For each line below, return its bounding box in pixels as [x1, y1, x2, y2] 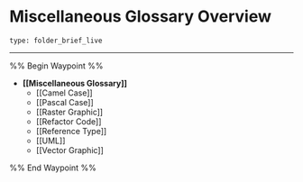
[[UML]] [35, 135, 66, 146]
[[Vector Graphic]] [35, 144, 104, 155]
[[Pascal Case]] [35, 96, 95, 107]
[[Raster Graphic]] [35, 106, 104, 117]
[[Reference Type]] [35, 125, 107, 136]
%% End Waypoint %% [9, 162, 96, 173]
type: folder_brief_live [9, 36, 103, 45]
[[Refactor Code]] [35, 115, 102, 127]
